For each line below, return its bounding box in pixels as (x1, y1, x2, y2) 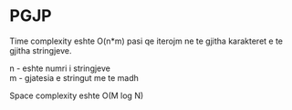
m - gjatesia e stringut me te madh (9, 72, 140, 83)
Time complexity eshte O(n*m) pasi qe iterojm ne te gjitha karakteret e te (9, 35, 284, 46)
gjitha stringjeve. (9, 45, 72, 55)
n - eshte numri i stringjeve (9, 63, 111, 74)
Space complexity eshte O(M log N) (9, 90, 144, 101)
